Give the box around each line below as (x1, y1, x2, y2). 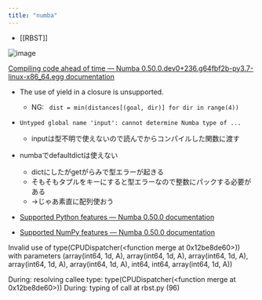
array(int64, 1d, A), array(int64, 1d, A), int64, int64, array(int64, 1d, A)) (8, 259, 233, 269)
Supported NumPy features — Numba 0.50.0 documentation (19, 227, 216, 236)
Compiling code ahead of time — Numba (8, 64, 140, 73)
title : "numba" (8, 11, 58, 20)
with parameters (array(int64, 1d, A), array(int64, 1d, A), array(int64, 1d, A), (8, 251, 249, 260)
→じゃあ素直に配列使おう (31, 196, 114, 206)
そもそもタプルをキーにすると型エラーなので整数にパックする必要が (31, 177, 252, 186)
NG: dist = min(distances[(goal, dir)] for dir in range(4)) (31, 102, 239, 112)
